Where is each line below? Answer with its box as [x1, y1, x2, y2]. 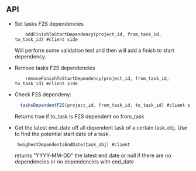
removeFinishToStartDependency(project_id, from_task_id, [25, 75, 170, 81]
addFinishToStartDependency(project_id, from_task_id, [25, 32, 162, 37]
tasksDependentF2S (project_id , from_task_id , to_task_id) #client [20, 102, 185, 108]
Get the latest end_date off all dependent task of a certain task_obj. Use [14, 124, 187, 131]
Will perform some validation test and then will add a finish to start [14, 47, 174, 54]
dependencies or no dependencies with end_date [14, 158, 135, 165]
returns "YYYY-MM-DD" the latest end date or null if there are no [14, 152, 171, 159]
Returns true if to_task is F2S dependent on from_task [14, 113, 145, 120]
